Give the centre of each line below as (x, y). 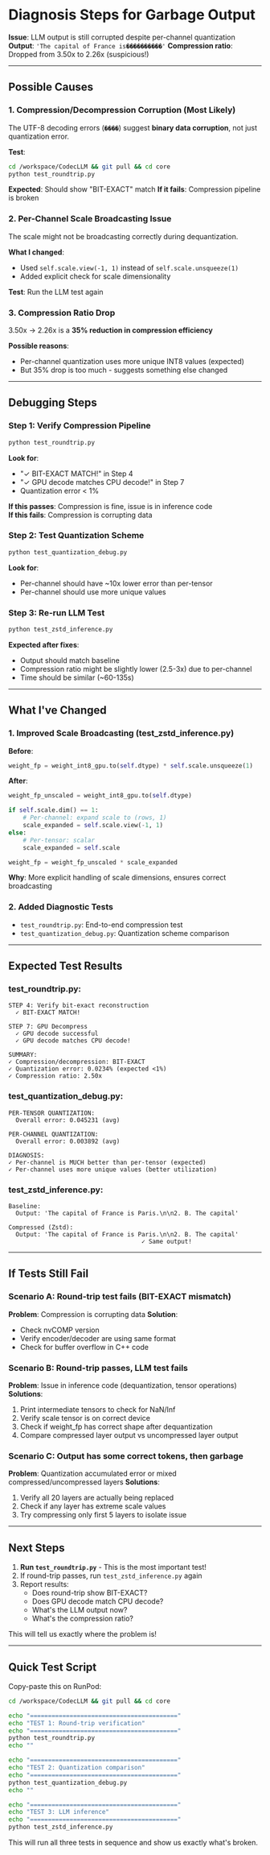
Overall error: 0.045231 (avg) (68, 1120)
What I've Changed (57, 710)
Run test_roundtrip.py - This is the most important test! (113, 1567)
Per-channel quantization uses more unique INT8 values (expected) (132, 361)
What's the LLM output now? (80, 1610)
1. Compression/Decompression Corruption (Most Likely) (122, 110)
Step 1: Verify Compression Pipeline (80, 426)
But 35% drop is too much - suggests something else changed (124, 370)
